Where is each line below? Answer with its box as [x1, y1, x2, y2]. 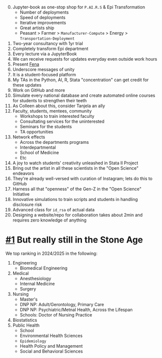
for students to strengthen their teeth [12, 98, 87, 103]
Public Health [12, 322, 40, 328]
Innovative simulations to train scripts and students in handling [12, 197, 138, 202]
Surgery [19, 286, 36, 291]
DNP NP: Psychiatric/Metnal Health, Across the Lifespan [19, 307, 133, 313]
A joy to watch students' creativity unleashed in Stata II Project [12, 160, 138, 166]
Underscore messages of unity [12, 67, 75, 72]
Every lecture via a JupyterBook [12, 51, 77, 57]
